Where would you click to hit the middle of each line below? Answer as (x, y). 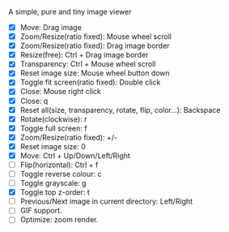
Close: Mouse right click (60, 92)
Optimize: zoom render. (59, 220)
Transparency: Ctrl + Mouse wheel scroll (88, 64)
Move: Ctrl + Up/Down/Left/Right (75, 155)
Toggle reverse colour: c (61, 174)
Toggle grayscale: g (53, 183)
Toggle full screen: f (53, 128)
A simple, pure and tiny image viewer (70, 12)
